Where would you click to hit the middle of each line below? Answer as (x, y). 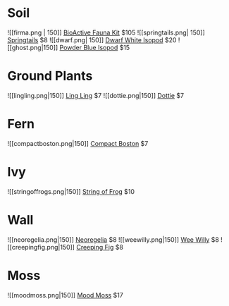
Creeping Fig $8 (100, 247)
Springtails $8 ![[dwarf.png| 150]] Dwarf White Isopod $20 (92, 39)
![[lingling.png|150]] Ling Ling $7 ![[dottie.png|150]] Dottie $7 (96, 95)
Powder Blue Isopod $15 (95, 47)
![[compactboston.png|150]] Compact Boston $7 (78, 143)
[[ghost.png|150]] (33, 47)
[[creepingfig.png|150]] (41, 247)
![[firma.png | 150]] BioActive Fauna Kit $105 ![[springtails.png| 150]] (106, 32)
